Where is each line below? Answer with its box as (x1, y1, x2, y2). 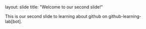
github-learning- (108, 14, 142, 19)
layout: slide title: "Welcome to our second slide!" (5, 4, 103, 10)
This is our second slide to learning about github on (5, 14, 108, 19)
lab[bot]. (5, 19, 22, 24)
